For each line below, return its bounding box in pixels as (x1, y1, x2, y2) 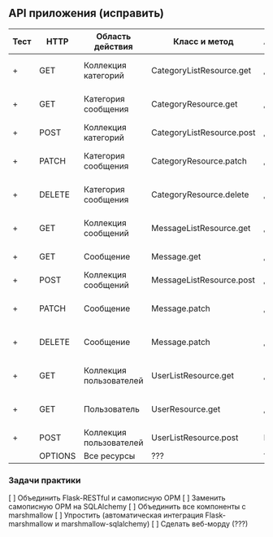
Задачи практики (8, 474, 81, 486)
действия (93, 41, 133, 52)
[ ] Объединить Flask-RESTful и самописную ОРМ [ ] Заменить (8, 493, 226, 503)
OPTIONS (39, 450, 76, 461)
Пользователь (84, 403, 140, 414)
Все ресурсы (84, 450, 136, 461)
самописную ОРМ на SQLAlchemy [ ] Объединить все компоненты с (8, 502, 246, 512)
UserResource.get (151, 403, 221, 414)
